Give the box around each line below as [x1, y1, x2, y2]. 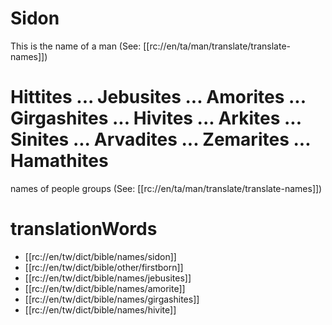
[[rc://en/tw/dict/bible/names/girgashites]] [24, 293, 200, 305]
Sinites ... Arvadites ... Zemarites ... [10, 128, 311, 151]
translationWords [10, 218, 158, 241]
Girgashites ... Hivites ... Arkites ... [10, 107, 302, 130]
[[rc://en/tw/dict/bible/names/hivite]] [24, 303, 177, 316]
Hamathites [10, 150, 109, 172]
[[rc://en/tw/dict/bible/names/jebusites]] [24, 272, 192, 284]
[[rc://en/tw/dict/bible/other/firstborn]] [24, 261, 184, 273]
